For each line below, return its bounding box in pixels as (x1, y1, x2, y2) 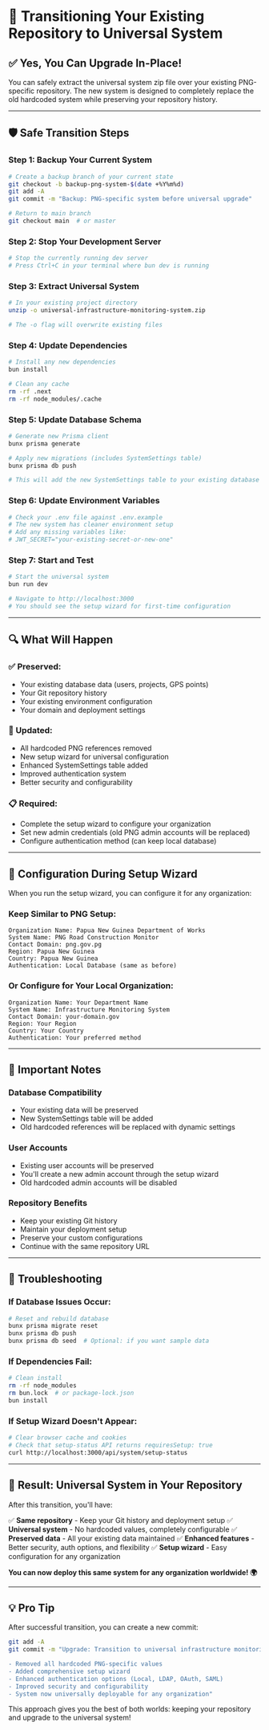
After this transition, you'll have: (8, 1500, 114, 1509)
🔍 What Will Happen (8, 633, 114, 647)
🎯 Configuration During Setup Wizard (8, 867, 198, 881)
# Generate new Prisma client (8, 432, 110, 440)
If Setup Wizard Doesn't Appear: (8, 1415, 138, 1427)
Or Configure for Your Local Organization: (8, 980, 174, 991)
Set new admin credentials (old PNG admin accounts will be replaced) (19, 828, 251, 837)
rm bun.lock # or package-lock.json (8, 1389, 134, 1398)
